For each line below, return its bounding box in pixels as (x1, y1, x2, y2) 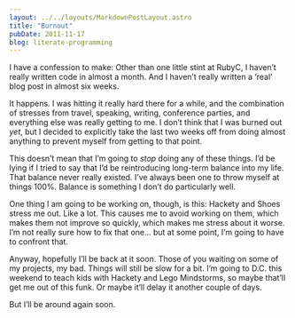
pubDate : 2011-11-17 (9, 29, 86, 38)
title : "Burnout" (9, 21, 74, 30)
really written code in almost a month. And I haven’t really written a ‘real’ (9, 72, 273, 83)
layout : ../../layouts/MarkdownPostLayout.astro (9, 12, 192, 22)
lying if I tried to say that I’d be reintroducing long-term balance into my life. (9, 163, 284, 173)
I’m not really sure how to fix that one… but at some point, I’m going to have (9, 227, 285, 238)
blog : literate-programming (9, 37, 113, 47)
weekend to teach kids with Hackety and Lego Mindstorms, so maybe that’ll (9, 273, 286, 283)
